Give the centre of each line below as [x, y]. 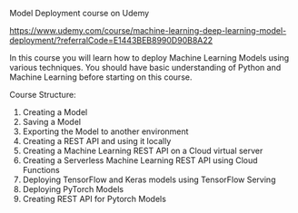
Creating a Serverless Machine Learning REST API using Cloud [140, 160]
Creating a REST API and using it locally [97, 141]
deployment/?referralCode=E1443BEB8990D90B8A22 [111, 40]
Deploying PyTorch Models [73, 189]
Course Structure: [43, 95]
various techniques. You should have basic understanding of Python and [145, 68]
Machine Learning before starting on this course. [101, 77]
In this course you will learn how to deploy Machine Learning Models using [149, 58]
